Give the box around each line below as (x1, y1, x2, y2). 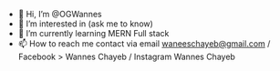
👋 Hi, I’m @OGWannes (17, 9, 102, 19)
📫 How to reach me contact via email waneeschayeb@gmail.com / (17, 38, 271, 49)
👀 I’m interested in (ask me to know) (17, 18, 153, 29)
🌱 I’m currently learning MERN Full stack (17, 28, 170, 38)
